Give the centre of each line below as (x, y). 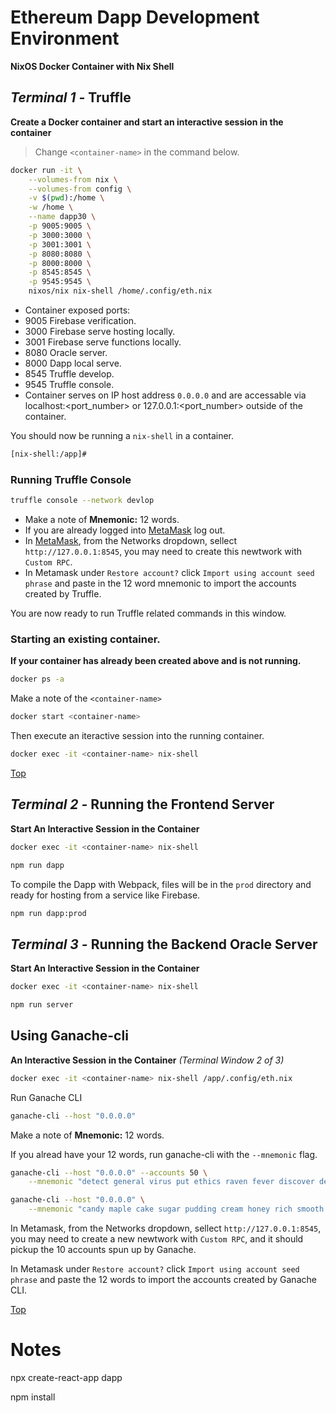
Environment (65, 38)
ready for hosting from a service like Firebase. (105, 895)
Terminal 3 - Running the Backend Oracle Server (164, 944)
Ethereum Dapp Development (135, 17)
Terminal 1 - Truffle (71, 97)
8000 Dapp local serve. (73, 363)
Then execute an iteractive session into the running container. (137, 736)
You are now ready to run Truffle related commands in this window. (148, 613)
